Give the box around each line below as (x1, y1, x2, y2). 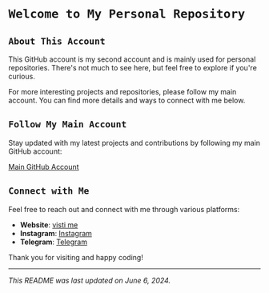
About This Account (8, 35, 106, 46)
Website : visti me (19, 219, 78, 230)
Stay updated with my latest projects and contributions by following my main (8, 138, 261, 147)
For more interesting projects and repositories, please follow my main (8, 87, 237, 96)
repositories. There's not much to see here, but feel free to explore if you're (8, 63, 258, 72)
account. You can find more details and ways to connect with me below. (8, 95, 246, 105)
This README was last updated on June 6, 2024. (8, 275, 171, 285)
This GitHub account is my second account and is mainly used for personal (8, 54, 256, 64)
